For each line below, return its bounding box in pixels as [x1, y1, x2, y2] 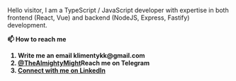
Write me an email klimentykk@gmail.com [17, 51, 145, 59]
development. [7, 21, 47, 29]
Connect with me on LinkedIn [17, 66, 106, 75]
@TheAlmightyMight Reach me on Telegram [17, 59, 150, 67]
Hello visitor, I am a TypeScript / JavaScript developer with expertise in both [7, 6, 229, 14]
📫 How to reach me [7, 35, 67, 43]
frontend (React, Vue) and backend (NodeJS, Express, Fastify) [7, 13, 190, 22]
